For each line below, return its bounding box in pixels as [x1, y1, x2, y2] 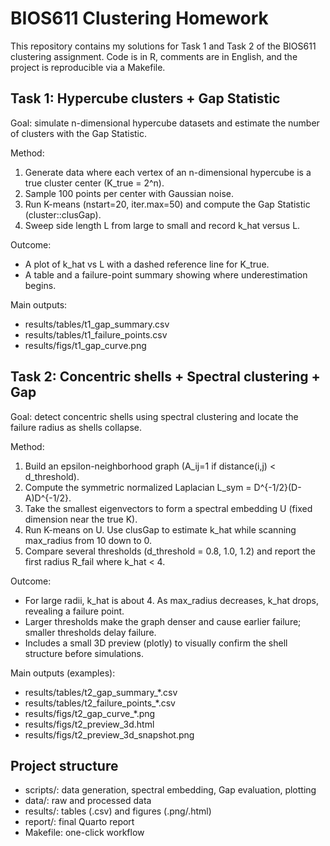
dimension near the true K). [24, 513, 138, 525]
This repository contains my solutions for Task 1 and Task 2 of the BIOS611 [10, 40, 317, 52]
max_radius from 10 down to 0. [24, 534, 153, 546]
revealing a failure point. [24, 605, 125, 617]
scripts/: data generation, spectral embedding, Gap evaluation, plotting [24, 784, 317, 796]
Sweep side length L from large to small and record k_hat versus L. [24, 219, 301, 231]
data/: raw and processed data [24, 795, 152, 807]
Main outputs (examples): [10, 667, 116, 679]
